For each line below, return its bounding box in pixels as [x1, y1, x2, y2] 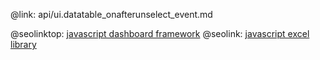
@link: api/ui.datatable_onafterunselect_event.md [10, 9, 213, 20]
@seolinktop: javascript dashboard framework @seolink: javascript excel [10, 28, 310, 39]
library [10, 39, 37, 50]
